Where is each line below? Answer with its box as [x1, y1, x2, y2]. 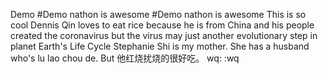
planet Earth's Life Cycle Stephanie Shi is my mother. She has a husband [10, 40, 310, 52]
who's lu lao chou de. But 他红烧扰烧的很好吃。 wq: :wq [10, 52, 240, 64]
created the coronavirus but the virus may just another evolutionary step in [10, 30, 318, 41]
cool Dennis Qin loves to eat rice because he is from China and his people [10, 19, 315, 31]
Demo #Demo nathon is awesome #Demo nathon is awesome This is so [10, 9, 307, 20]
